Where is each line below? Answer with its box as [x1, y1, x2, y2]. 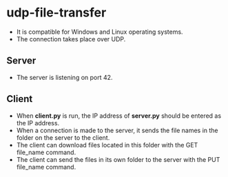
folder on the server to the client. [16, 133, 110, 142]
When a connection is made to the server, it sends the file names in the [16, 126, 218, 134]
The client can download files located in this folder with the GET [16, 140, 198, 149]
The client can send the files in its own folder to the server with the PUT [16, 155, 220, 163]
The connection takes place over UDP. [16, 34, 126, 43]
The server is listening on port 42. [16, 73, 113, 81]
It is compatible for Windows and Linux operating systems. [16, 28, 183, 36]
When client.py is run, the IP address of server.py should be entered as [16, 112, 222, 120]
